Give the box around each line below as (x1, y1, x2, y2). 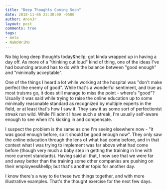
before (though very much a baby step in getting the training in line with (5, 147, 153, 153)
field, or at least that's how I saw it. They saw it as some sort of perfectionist (5, 105, 162, 111)
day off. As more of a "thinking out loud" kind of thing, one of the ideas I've (5, 58, 160, 65)
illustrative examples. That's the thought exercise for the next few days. (5, 178, 152, 184)
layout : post (5, 21, 32, 26)
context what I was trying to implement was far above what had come (5, 142, 149, 148)
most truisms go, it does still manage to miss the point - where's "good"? (5, 89, 155, 95)
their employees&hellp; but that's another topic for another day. (5, 163, 136, 169)
